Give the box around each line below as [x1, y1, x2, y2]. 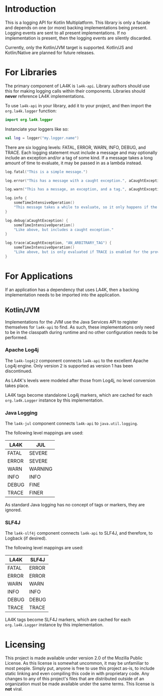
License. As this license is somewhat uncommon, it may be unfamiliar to [5, 660, 149, 666]
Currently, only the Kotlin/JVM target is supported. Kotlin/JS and [5, 44, 133, 50]
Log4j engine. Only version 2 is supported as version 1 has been [5, 363, 133, 368]
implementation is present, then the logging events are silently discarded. [5, 35, 152, 41]
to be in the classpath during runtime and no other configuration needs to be [5, 329, 158, 335]
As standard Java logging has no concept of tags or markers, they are [5, 502, 145, 508]
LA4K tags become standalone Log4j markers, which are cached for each [5, 392, 153, 398]
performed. [5, 334, 28, 340]
